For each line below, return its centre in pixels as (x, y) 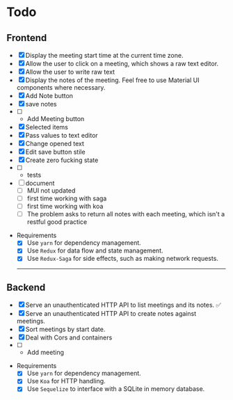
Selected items (47, 127)
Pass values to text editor (62, 135)
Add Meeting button (56, 119)
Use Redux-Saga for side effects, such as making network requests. (122, 259)
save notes (41, 104)
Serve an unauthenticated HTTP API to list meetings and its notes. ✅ (123, 305)
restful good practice (57, 222)
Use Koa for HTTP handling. (66, 381)
